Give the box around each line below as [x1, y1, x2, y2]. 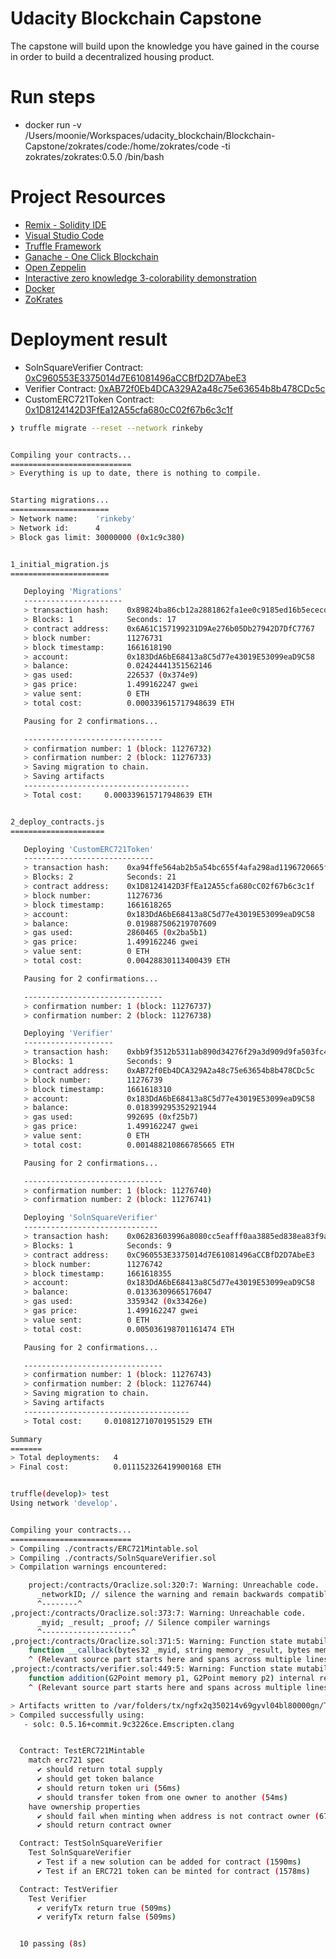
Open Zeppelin [24, 261, 87, 273]
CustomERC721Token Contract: [24, 393, 155, 405]
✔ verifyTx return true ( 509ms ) [36, 1903, 172, 1913]
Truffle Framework [24, 240, 102, 252]
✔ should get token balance [36, 1774, 155, 1784]
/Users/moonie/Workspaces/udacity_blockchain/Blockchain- [24, 129, 276, 141]
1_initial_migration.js [10, 559, 110, 569]
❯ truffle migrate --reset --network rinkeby [10, 423, 203, 433]
